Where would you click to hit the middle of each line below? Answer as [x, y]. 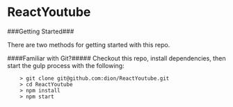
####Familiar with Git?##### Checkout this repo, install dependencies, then [116, 58]
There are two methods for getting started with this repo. [89, 44]
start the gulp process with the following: [66, 65]
